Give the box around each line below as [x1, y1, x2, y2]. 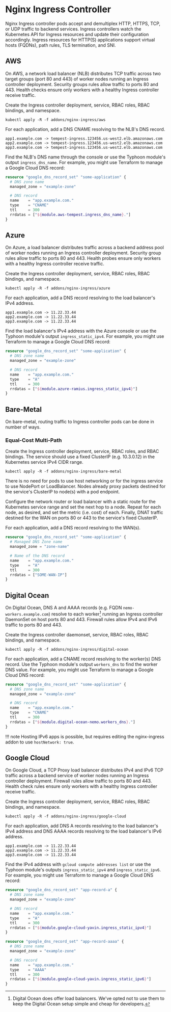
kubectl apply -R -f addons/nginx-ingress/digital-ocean [5, 647, 129, 652]
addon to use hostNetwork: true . [5, 739, 74, 745]
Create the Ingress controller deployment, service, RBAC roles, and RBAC [5, 448, 159, 455]
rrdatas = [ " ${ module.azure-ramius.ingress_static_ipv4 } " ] [10, 386, 138, 391]
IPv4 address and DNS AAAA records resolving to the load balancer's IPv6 [5, 828, 162, 834]
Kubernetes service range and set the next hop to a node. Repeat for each [5, 504, 161, 510]
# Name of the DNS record [10, 553, 65, 558]
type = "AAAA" [10, 967, 47, 972]
